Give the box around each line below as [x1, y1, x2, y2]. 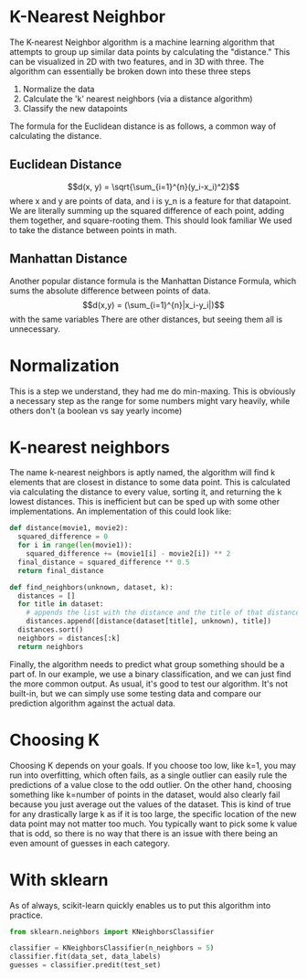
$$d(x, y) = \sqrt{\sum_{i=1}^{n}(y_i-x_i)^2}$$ [67, 181, 240, 192]
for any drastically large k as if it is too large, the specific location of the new [9, 808, 297, 819]
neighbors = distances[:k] [17, 633, 121, 643]
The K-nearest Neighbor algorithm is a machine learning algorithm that [9, 37, 276, 48]
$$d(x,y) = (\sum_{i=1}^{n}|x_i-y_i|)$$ [81, 299, 226, 310]
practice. [9, 910, 43, 920]
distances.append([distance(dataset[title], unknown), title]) [26, 617, 272, 626]
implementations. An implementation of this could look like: [9, 505, 232, 517]
